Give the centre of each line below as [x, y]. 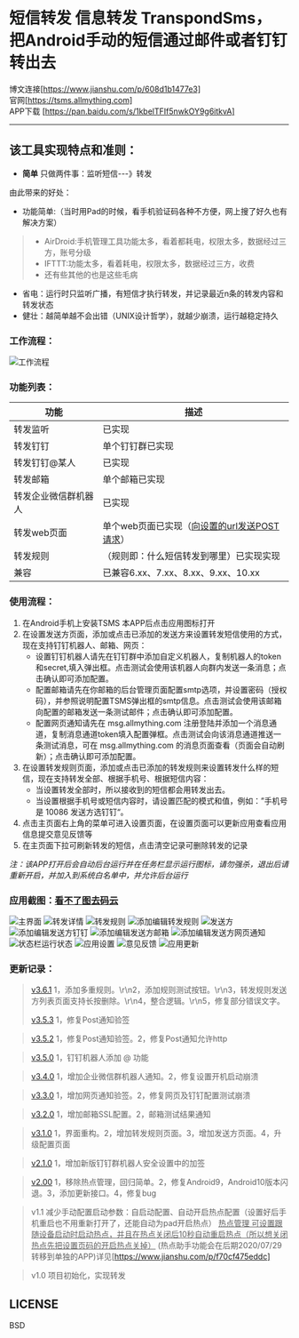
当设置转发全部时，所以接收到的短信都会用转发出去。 [133, 789]
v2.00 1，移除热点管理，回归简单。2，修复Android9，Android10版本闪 [159, 1182]
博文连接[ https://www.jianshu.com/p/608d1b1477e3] [105, 89]
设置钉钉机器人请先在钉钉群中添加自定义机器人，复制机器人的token [158, 656]
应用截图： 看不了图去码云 [64, 901]
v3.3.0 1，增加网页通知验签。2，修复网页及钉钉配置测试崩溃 [141, 1095]
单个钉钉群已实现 [138, 446]
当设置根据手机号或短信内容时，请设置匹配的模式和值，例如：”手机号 [161, 800]
